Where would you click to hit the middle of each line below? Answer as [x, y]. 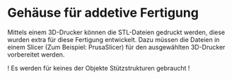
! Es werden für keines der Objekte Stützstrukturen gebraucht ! [99, 68]
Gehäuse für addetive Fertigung [103, 13]
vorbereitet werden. [36, 55]
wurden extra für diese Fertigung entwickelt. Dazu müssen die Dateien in [114, 39]
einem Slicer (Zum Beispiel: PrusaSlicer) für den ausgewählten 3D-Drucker [116, 47]
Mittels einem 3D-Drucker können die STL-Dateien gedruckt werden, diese [116, 32]
